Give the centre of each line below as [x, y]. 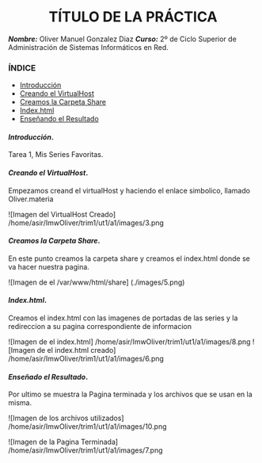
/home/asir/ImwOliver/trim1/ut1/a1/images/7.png [86, 450]
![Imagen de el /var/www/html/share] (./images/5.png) [97, 282]
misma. [20, 403]
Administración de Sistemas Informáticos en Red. [88, 47]
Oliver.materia [31, 199]
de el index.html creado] [76, 350]
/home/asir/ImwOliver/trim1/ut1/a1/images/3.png [86, 223]
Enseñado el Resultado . [48, 377]
